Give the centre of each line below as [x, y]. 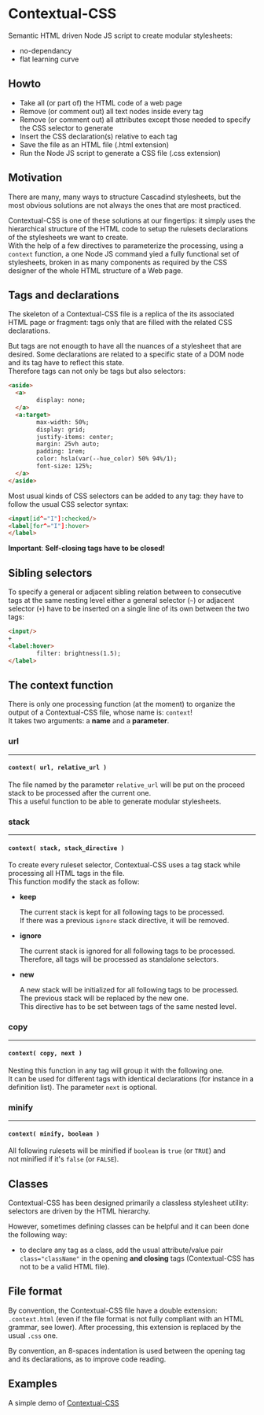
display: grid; [61, 430]
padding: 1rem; [61, 452]
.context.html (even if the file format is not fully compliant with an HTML [126, 1318]
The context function [61, 685]
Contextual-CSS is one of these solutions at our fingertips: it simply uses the [132, 220]
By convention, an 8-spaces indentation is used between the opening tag [127, 1350]
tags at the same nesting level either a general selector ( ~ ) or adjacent [121, 600]
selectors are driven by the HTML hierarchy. [79, 1211]
